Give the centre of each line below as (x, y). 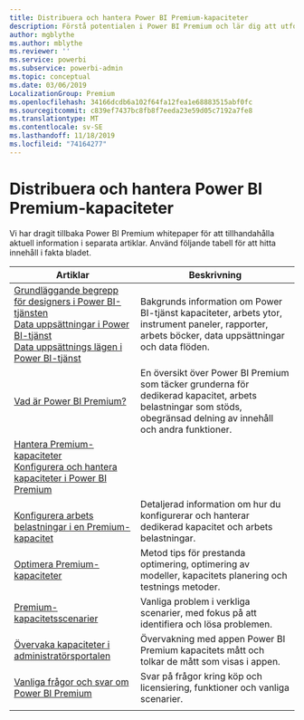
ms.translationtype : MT (54, 119)
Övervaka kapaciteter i (62, 644)
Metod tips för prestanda (193, 552)
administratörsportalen (62, 656)
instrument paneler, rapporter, (204, 324)
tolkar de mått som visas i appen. (210, 661)
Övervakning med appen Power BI (213, 638)
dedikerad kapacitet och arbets (206, 526)
